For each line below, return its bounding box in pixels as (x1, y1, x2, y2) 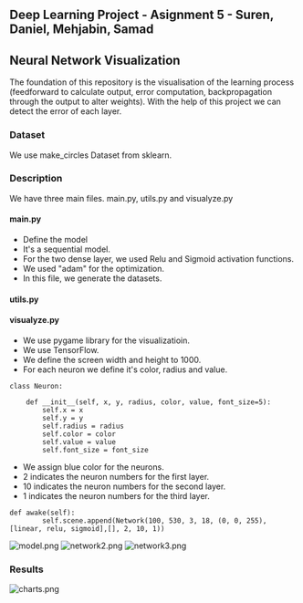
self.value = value (42, 437, 117, 446)
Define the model (22, 234, 89, 244)
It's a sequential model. (22, 244, 111, 255)
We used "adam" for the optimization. (22, 264, 165, 274)
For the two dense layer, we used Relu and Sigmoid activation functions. (22, 254, 295, 264)
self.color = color (42, 429, 117, 439)
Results (9, 563, 44, 576)
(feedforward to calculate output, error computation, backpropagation (9, 87, 272, 98)
